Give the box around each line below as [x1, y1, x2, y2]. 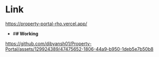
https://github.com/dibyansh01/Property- [5, 40, 92, 47]
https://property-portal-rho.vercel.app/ [5, 21, 87, 27]
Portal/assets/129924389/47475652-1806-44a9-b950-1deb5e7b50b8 [5, 46, 154, 52]
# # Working [12, 30, 38, 36]
